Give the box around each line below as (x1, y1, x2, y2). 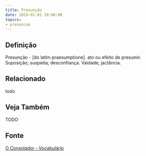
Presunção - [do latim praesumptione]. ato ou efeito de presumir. (5, 54, 141, 60)
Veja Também (5, 103, 50, 112)
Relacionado (5, 75, 46, 83)
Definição (5, 40, 37, 49)
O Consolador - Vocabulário (5, 145, 64, 151)
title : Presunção (5, 7, 42, 13)
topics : (5, 17, 22, 22)
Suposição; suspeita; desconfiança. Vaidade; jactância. (5, 60, 121, 66)
